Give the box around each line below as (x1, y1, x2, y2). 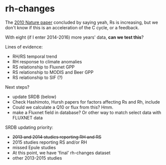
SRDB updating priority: (5, 124, 54, 130)
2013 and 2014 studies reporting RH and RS (12, 134, 102, 140)
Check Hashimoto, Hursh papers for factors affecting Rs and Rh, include (12, 99, 160, 105)
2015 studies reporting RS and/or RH (12, 139, 87, 145)
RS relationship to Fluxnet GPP (12, 64, 75, 70)
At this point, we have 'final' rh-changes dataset (12, 150, 111, 156)
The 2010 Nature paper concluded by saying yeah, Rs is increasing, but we (5, 19, 159, 25)
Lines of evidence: (5, 44, 43, 50)
